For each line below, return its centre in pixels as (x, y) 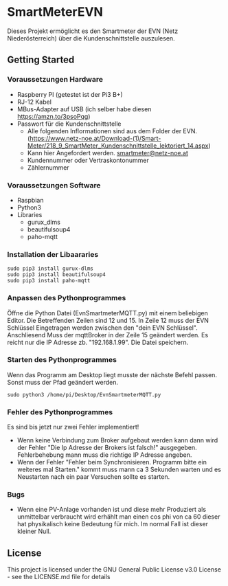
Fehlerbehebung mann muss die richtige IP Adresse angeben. (104, 455)
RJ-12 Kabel (34, 102)
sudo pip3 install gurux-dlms (50, 269)
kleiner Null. (34, 531)
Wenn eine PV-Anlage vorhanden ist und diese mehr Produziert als (112, 510)
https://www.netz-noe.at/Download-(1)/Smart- (95, 138)
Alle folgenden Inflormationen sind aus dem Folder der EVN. (112, 131)
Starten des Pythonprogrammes (62, 360)
